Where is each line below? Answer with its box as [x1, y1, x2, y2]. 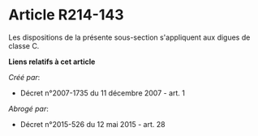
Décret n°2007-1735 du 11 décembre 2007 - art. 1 [19, 87, 185, 98]
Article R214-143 [8, 6, 124, 24]
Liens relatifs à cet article [8, 57, 96, 66]
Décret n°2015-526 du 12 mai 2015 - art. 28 [19, 119, 166, 129]
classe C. [8, 40, 40, 50]
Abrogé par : [8, 104, 49, 113]
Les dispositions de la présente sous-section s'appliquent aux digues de [8, 32, 251, 42]
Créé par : [8, 72, 41, 82]
